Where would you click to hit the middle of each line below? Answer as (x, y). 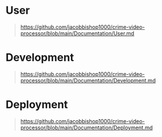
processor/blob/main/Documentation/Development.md (88, 80)
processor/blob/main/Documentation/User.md (77, 33)
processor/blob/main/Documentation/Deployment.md (86, 127)
